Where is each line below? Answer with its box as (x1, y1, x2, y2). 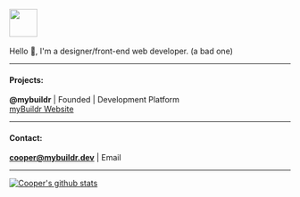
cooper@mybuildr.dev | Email (9, 152, 122, 163)
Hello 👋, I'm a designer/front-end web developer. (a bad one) (9, 45, 234, 56)
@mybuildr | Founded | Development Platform (9, 94, 180, 105)
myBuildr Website (9, 103, 74, 115)
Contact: (9, 132, 43, 143)
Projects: (9, 74, 44, 85)
